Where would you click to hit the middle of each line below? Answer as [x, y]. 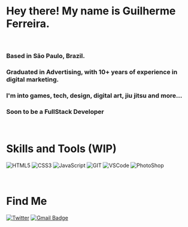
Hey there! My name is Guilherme [91, 11]
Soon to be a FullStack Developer [55, 111]
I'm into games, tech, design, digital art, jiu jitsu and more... [94, 95]
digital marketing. [33, 79]
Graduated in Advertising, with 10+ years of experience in [92, 72]
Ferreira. [28, 24]
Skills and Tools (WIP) [61, 149]
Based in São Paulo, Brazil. [46, 56]
